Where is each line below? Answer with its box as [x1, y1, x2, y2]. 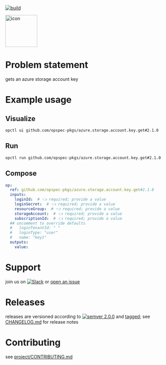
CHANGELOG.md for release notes [5, 318, 79, 325]
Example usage [5, 94, 72, 106]
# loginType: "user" [10, 230, 58, 235]
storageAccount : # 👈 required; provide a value [14, 211, 123, 216]
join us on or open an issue [5, 279, 80, 285]
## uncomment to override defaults [10, 220, 86, 226]
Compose [5, 169, 37, 178]
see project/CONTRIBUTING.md [5, 353, 73, 360]
